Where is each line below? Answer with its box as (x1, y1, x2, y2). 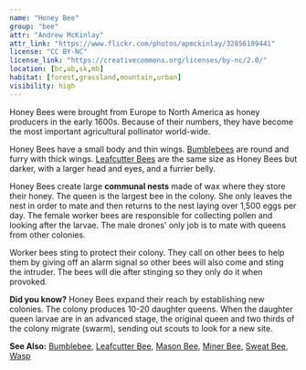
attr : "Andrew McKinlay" (9, 30, 104, 39)
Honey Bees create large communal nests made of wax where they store (9, 180, 286, 192)
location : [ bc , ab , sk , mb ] (9, 65, 104, 74)
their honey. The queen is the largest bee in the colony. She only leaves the (9, 190, 292, 201)
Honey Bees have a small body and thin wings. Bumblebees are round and (9, 143, 290, 154)
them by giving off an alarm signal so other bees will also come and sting (9, 257, 284, 268)
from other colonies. (9, 229, 86, 240)
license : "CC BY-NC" (9, 48, 89, 57)
